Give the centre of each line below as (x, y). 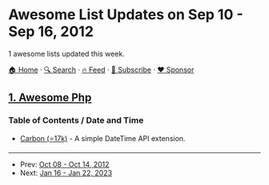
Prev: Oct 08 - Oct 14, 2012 (64, 164)
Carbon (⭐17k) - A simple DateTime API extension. (102, 138)
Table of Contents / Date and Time (76, 120)
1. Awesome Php (50, 98)
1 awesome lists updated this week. (67, 53)
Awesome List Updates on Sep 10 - (126, 15)
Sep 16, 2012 (51, 31)
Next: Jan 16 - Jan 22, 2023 (66, 172)
